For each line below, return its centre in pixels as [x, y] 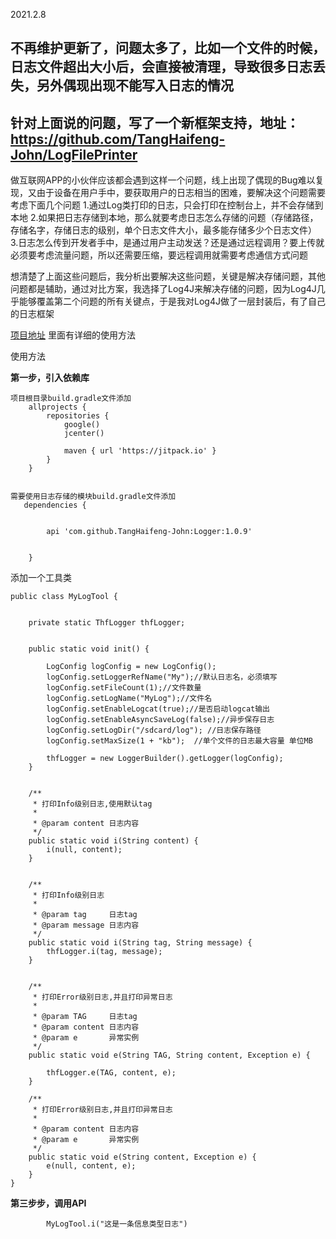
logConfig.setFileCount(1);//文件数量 [124, 688]
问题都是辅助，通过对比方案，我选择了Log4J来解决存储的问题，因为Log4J [163, 289]
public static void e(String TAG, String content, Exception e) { [169, 1055]
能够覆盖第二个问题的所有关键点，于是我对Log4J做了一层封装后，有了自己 [172, 301]
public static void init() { [89, 649]
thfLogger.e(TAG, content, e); [111, 1073]
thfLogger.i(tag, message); [104, 952]
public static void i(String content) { [113, 841]
